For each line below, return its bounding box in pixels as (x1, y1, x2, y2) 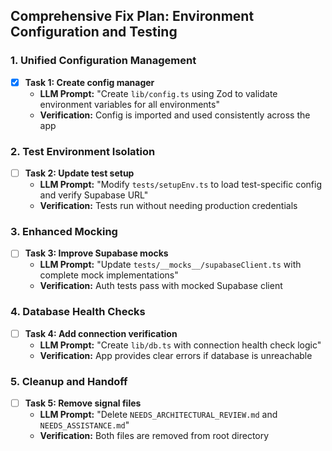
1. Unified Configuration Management (10, 54, 197, 68)
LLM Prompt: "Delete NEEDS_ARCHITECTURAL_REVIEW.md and (39, 409, 278, 421)
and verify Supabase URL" (39, 189, 149, 201)
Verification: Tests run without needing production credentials (39, 200, 298, 212)
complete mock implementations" (39, 269, 179, 281)
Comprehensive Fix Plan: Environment (10, 8, 255, 25)
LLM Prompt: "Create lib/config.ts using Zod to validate (39, 87, 278, 99)
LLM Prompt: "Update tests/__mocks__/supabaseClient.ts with (39, 259, 302, 271)
